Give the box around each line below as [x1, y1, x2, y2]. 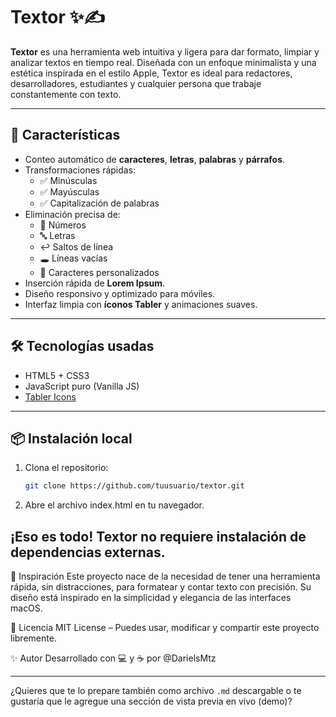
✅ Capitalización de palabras [39, 197, 160, 209]
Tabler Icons [24, 390, 77, 403]
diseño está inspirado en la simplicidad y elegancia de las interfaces [10, 592, 292, 604]
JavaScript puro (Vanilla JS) [24, 380, 140, 392]
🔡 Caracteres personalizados [39, 266, 160, 278]
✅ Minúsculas [39, 174, 98, 186]
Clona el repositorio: [24, 462, 109, 474]
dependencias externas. [10, 544, 166, 561]
